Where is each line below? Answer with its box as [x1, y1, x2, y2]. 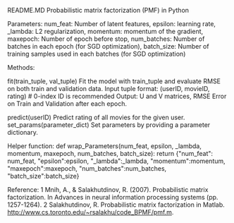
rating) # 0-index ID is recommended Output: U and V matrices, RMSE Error [7, 92, 227, 100]
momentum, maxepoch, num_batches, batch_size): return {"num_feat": [7, 150, 214, 157]
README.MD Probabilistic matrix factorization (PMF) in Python [7, 6, 189, 14]
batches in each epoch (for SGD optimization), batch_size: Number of [7, 42, 209, 50]
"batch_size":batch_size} [7, 172, 80, 180]
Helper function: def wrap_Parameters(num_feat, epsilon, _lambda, [7, 142, 202, 150]
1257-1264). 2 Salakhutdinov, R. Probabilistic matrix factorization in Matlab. [7, 200, 225, 209]
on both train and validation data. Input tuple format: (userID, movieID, [7, 85, 210, 92]
